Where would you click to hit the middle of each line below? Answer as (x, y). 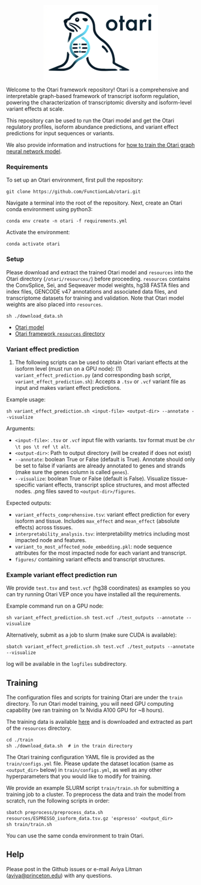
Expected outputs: (29, 503)
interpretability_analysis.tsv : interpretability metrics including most (102, 534)
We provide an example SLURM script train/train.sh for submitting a (93, 788)
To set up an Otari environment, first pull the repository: (75, 180)
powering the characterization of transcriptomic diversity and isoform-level (99, 102)
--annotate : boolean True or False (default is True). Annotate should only (105, 459)
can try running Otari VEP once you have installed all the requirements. (94, 594)
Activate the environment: (38, 232)
